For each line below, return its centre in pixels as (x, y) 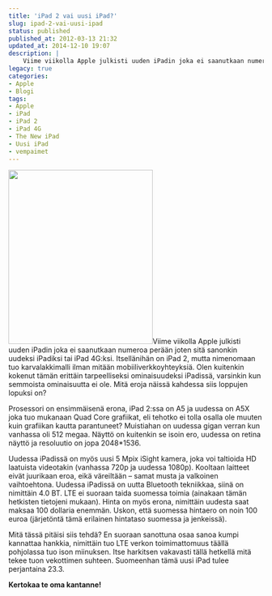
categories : (28, 76)
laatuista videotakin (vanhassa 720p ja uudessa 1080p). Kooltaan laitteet (129, 467)
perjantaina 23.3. (36, 569)
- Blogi (21, 91)
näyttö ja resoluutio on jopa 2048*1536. (75, 443)
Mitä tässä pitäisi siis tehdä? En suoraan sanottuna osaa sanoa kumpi (123, 534)
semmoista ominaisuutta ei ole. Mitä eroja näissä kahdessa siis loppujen (128, 385)
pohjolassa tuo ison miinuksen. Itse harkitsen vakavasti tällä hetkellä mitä (130, 552)
